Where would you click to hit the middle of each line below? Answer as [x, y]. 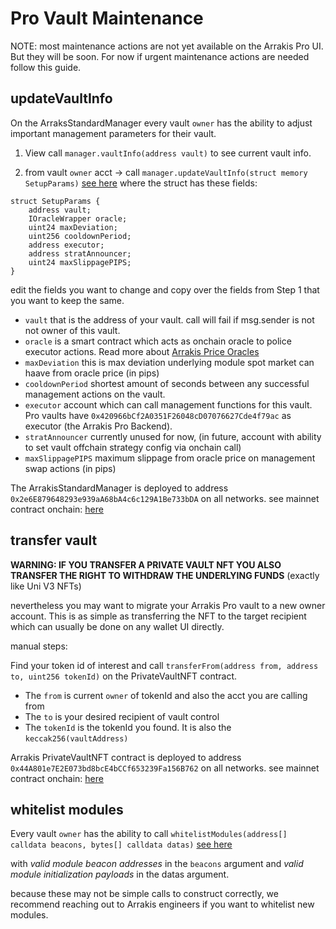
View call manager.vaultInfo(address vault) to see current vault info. [168, 153]
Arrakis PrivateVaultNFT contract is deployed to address [126, 757]
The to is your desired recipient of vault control [122, 716]
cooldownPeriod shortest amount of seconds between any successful [167, 383]
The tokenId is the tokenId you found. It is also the [128, 727]
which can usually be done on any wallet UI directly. [117, 626]
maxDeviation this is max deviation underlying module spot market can [169, 362]
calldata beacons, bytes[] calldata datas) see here [121, 844]
